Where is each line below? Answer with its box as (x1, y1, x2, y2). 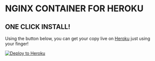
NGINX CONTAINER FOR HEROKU (5, 3, 144, 14)
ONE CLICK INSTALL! (5, 23, 71, 31)
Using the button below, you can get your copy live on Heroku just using (5, 35, 151, 41)
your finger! (5, 41, 29, 47)
